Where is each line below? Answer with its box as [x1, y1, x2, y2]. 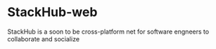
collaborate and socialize [7, 34, 80, 43]
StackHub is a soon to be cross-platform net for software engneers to [7, 27, 210, 36]
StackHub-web [7, 4, 98, 20]
